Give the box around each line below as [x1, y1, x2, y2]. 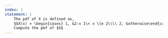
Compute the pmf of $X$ [14, 26, 64, 31]
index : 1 [5, 7, 23, 12]
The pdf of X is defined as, [14, 16, 75, 21]
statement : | [5, 12, 32, 17]
